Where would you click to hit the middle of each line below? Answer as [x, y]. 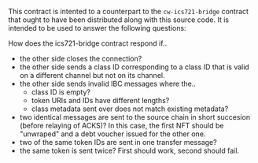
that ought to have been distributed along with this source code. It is [119, 20]
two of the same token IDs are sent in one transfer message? [118, 142]
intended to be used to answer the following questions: [97, 28]
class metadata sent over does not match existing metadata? [130, 109]
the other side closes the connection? [81, 59]
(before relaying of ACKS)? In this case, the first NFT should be [122, 126]
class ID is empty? [61, 92]
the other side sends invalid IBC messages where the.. [108, 83]
